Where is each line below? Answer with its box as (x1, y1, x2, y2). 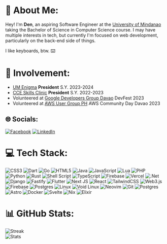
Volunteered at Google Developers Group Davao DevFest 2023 (12, 95, 144, 101)
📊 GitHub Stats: (5, 207, 75, 219)
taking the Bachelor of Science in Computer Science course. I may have (5, 26, 156, 32)
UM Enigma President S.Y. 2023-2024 (12, 84, 94, 90)
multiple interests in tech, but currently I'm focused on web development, (5, 32, 158, 38)
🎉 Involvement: (5, 67, 70, 79)
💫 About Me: (5, 5, 59, 16)
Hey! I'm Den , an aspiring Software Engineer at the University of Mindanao (5, 21, 161, 27)
